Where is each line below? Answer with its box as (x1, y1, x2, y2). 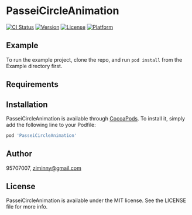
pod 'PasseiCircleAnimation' (6, 132, 77, 139)
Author (6, 149, 32, 159)
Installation (6, 99, 48, 109)
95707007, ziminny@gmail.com (6, 164, 82, 172)
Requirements (6, 79, 59, 89)
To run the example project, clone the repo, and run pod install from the (6, 56, 183, 63)
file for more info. (6, 203, 48, 210)
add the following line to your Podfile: (6, 121, 97, 128)
